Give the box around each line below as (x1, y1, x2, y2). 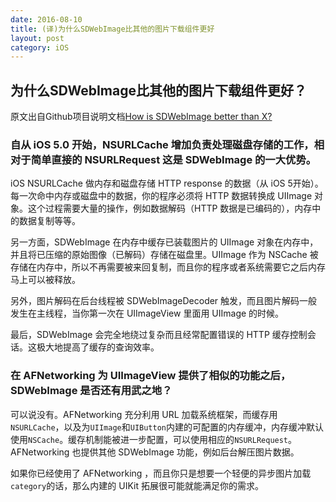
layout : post (10, 33, 65, 43)
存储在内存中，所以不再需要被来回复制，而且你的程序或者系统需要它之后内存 (10, 261, 326, 273)
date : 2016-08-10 (10, 14, 83, 25)
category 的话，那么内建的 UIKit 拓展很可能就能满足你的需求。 (10, 479, 264, 491)
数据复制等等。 (18, 215, 81, 227)
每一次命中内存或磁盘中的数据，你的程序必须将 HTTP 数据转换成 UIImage (10, 190, 313, 202)
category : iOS (10, 42, 70, 53)
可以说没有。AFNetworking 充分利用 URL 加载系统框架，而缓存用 (10, 408, 278, 420)
